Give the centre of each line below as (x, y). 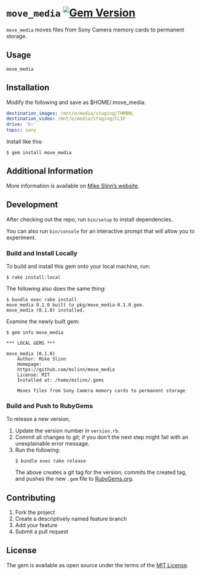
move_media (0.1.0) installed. (46, 310)
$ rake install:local (34, 277)
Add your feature (36, 525)
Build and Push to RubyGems (50, 406)
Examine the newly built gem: (43, 321)
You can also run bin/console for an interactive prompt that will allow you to (100, 231)
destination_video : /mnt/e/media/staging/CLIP (66, 119)
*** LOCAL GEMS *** (31, 343)
